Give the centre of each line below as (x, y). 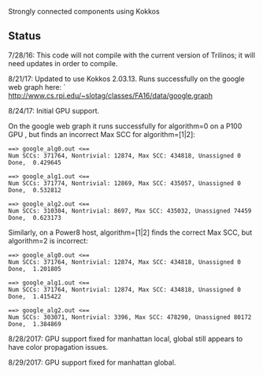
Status (25, 36)
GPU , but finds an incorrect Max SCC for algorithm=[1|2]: (102, 134)
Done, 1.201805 (35, 269)
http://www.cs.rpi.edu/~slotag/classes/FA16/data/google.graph (110, 95)
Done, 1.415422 (35, 296)
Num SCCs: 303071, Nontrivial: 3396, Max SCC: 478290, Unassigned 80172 (130, 317)
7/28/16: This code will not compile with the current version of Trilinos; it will (132, 55)
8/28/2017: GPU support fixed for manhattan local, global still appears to (126, 339)
